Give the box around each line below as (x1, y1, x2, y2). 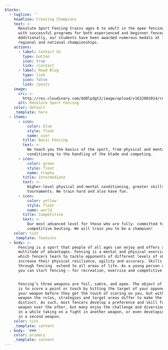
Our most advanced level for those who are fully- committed (27, 221, 157, 227)
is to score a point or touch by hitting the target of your (18, 286, 149, 291)
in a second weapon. (18, 314, 61, 319)
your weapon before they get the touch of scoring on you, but (18, 291, 153, 296)
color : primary (14, 332, 46, 338)
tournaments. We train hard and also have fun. (27, 189, 128, 194)
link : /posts (23, 82, 50, 87)
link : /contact (23, 63, 55, 68)
